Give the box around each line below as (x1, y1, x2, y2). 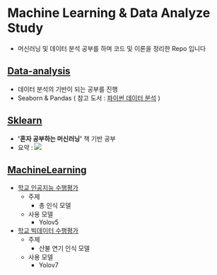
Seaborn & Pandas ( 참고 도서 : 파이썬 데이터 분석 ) (17, 93, 160, 102)
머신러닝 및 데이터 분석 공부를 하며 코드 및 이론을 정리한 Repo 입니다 (17, 44, 206, 52)
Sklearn (7, 115, 42, 127)
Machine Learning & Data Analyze (7, 5, 211, 21)
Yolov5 (38, 218, 59, 227)
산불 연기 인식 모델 (38, 244, 90, 252)
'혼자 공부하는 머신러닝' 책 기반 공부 (17, 134, 116, 143)
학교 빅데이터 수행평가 (17, 226, 79, 235)
